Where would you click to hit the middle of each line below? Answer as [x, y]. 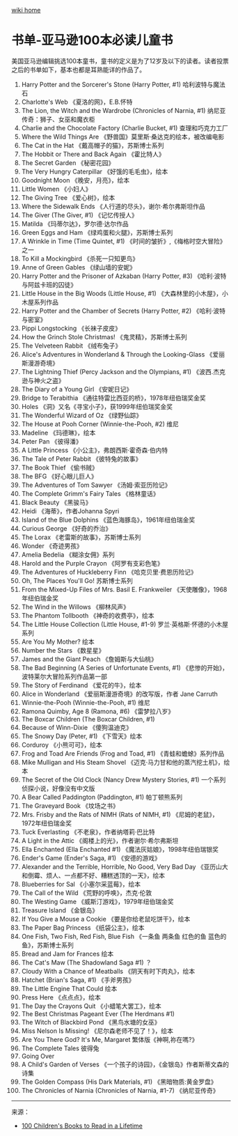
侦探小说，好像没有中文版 [58, 788]
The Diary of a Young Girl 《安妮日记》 [77, 389]
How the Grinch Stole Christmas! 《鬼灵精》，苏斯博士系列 [104, 336]
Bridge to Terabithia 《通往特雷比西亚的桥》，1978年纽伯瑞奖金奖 [113, 398]
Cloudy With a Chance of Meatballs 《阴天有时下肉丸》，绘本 [108, 971]
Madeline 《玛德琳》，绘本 [58, 433]
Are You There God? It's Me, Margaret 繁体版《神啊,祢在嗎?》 [110, 1039]
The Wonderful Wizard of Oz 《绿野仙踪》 [82, 415]
